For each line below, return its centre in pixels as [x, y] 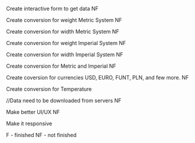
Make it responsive [29, 123]
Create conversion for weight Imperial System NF [66, 43]
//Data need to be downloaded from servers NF [64, 101]
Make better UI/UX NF [33, 112]
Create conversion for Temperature [49, 89]
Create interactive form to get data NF [52, 9]
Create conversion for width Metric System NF [63, 31]
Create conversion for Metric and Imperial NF [61, 66]
